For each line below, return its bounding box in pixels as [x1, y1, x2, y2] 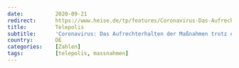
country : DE [7, 37, 62, 44]
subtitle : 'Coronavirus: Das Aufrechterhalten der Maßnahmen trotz [7, 30, 228, 38]
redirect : [7, 17, 37, 24]
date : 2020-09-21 [7, 10, 87, 18]
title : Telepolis [7, 23, 84, 30]
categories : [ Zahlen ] [7, 43, 81, 50]
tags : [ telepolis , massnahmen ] [7, 50, 129, 57]
